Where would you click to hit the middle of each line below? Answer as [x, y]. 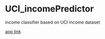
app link [13, 31]
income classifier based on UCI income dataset [52, 22]
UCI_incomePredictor [50, 9]
